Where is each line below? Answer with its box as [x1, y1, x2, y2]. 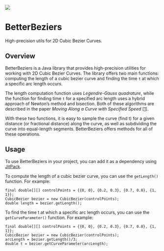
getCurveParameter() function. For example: [5, 214, 94, 221]
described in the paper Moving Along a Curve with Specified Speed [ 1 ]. [5, 106, 149, 112]
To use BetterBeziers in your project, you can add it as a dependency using [5, 158, 157, 164]
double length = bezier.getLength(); [5, 200, 82, 206]
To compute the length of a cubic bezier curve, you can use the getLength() [5, 173, 159, 179]
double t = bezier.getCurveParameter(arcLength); [5, 241, 109, 246]
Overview [5, 52, 36, 60]
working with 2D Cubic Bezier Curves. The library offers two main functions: [5, 70, 159, 76]
